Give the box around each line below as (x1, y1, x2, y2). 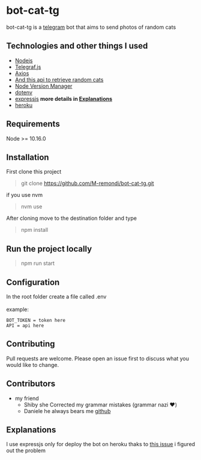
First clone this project (6, 168, 62, 175)
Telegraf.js (14, 63, 41, 70)
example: (6, 306, 29, 313)
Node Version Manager (14, 82, 73, 89)
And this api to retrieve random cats (14, 76, 104, 83)
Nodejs (14, 56, 33, 64)
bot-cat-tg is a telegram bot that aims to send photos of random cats (6, 23, 176, 31)
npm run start (20, 259, 55, 267)
